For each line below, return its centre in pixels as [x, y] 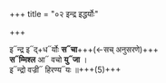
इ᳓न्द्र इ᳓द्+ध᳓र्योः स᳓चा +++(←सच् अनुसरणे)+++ [84, 49]
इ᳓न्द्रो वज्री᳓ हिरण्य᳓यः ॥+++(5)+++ [65, 69]
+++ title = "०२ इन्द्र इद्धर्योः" [54, 14]
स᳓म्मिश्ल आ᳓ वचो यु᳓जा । [49, 60]
